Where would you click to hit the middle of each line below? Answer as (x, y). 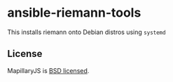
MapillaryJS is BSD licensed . (48, 70)
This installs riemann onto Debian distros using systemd (86, 32)
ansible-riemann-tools (74, 13)
